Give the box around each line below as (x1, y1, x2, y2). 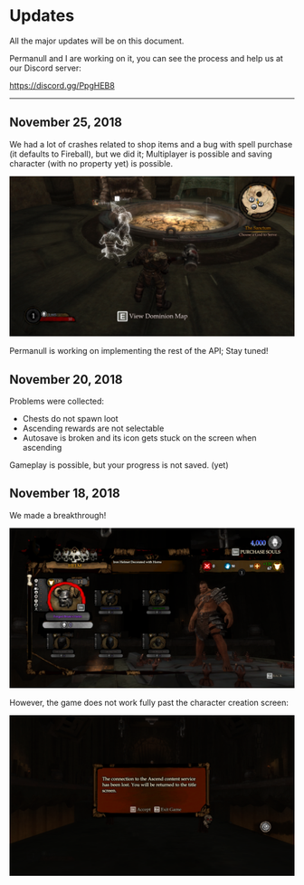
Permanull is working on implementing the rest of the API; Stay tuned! (9, 346, 269, 357)
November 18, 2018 (9, 486, 120, 501)
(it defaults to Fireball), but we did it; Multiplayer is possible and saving (9, 148, 273, 159)
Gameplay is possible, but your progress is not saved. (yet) (9, 460, 229, 471)
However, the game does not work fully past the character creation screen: (9, 698, 290, 709)
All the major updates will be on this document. (9, 35, 185, 46)
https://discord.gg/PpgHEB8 (9, 80, 115, 90)
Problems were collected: (9, 395, 105, 407)
